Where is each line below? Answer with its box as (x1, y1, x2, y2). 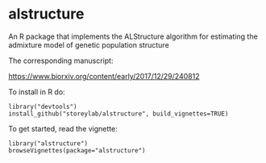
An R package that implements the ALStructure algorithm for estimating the (8, 31, 258, 41)
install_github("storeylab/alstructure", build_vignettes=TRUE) (8, 110, 229, 118)
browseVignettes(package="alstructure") (8, 146, 147, 154)
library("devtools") (8, 102, 78, 111)
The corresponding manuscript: (8, 56, 114, 65)
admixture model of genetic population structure (8, 40, 169, 49)
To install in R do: (8, 86, 66, 97)
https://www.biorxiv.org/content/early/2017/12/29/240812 (8, 71, 200, 81)
